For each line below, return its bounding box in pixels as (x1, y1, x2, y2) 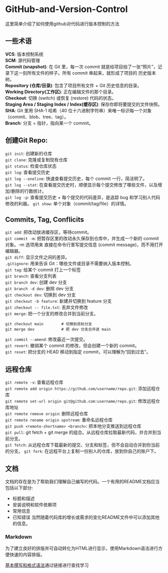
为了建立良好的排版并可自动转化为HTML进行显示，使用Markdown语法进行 (5, 545, 158, 551)
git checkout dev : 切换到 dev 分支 (5, 292, 76, 298)
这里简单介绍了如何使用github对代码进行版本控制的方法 (5, 21, 119, 27)
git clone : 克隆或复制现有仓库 (5, 156, 68, 162)
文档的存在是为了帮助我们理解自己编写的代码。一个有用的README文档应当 (5, 479, 160, 484)
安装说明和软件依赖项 (12, 502, 57, 507)
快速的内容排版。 (9, 551, 45, 557)
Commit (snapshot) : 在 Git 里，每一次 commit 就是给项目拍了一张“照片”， (5, 64, 158, 70)
